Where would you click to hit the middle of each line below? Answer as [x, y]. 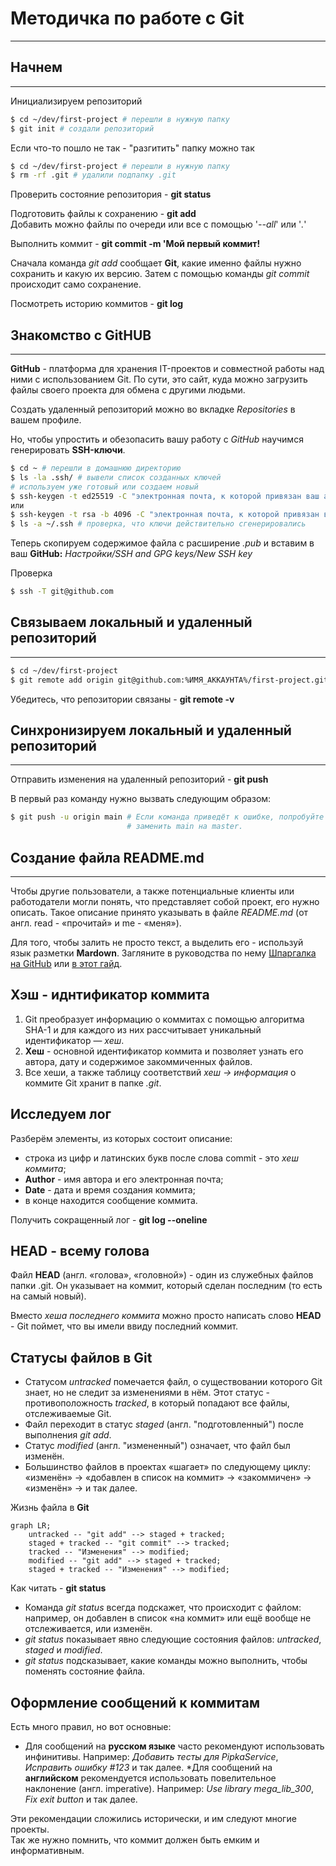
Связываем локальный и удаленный [131, 622]
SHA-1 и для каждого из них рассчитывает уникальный [143, 1029]
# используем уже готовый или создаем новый [104, 487]
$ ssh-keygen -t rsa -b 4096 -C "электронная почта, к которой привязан [165, 515]
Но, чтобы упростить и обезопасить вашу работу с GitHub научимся [157, 439]
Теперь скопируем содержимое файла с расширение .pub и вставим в [162, 543]
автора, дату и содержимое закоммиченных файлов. [138, 1061]
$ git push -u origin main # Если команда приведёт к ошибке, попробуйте [167, 817]
